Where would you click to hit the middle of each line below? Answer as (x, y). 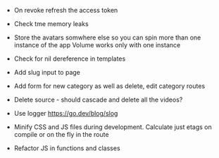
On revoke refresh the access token (66, 10)
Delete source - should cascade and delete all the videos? (98, 99)
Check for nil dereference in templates (70, 59)
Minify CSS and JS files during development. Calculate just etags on (113, 127)
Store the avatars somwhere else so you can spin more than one (107, 37)
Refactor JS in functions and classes (67, 148)
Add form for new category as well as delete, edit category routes (109, 86)
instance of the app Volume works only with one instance (97, 45)
